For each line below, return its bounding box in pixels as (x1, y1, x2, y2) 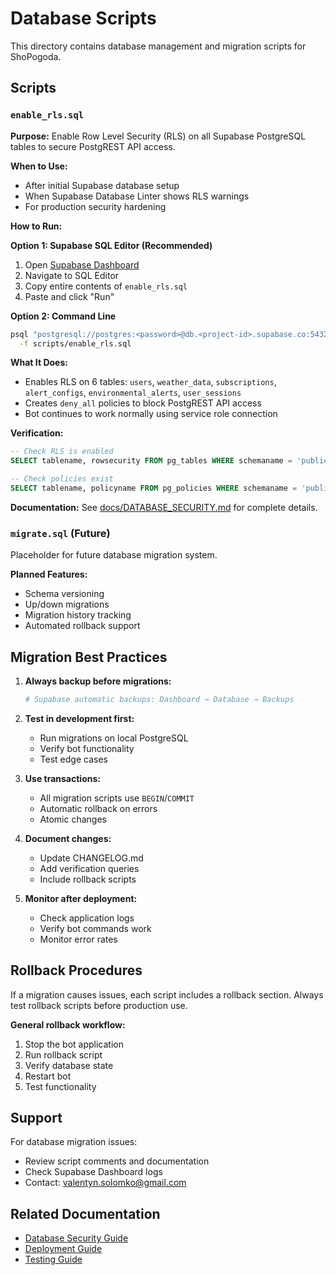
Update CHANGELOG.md (39, 852, 144, 864)
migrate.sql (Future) (10, 526, 111, 540)
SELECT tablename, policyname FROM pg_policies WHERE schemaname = (10, 483, 298, 493)
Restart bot (24, 1070, 72, 1082)
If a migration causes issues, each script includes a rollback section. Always (10, 988, 324, 1001)
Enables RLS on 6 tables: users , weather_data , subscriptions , (24, 376, 277, 388)
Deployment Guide (24, 1243, 103, 1255)
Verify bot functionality (39, 742, 135, 754)
